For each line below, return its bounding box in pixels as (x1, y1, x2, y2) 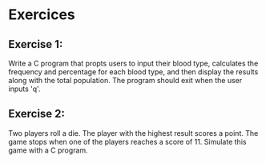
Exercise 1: (8, 38, 63, 51)
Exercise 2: (8, 107, 66, 121)
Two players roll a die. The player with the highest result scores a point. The (8, 128, 259, 137)
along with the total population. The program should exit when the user (8, 76, 243, 85)
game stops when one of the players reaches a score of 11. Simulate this (8, 137, 247, 146)
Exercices (8, 6, 75, 24)
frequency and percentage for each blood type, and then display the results (8, 67, 259, 77)
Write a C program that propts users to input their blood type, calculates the (8, 58, 259, 68)
